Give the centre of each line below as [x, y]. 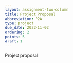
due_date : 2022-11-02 [27, 28]
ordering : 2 [17, 32]
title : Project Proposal [30, 14]
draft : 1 [14, 42]
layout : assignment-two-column [37, 10]
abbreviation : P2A [24, 19]
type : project [19, 23]
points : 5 [15, 37]
